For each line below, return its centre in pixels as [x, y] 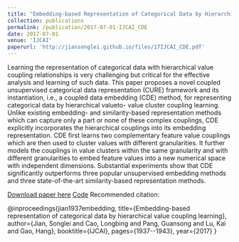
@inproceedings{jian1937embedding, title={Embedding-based [99, 208]
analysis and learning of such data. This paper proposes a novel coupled [114, 82]
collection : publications [46, 21]
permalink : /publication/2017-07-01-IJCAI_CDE [78, 27]
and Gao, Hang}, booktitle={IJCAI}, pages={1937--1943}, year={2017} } [112, 231]
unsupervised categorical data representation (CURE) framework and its [113, 90]
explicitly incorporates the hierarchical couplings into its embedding [107, 128]
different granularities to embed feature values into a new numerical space [117, 158]
